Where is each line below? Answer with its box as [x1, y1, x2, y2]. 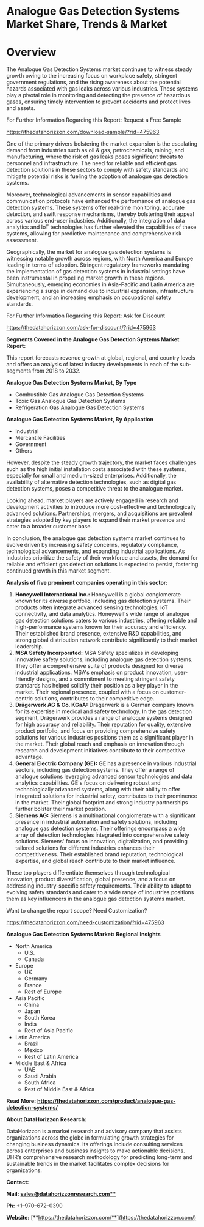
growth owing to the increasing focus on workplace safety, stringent [6, 72, 178, 80]
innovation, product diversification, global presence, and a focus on [6, 876, 176, 883]
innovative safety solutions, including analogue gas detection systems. [15, 656, 193, 663]
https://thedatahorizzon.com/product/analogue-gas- [37, 1097, 176, 1105]
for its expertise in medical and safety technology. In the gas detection [15, 708, 192, 715]
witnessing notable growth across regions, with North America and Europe [6, 255, 194, 262]
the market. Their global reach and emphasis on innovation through [15, 740, 185, 747]
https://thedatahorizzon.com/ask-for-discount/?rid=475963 [6, 324, 157, 332]
